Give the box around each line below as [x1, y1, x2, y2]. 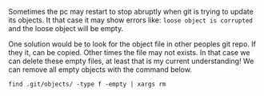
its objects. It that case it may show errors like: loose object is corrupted [8, 15, 254, 25]
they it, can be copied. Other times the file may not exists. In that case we [8, 48, 250, 57]
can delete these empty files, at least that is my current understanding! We [8, 56, 254, 66]
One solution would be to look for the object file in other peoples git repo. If [8, 39, 256, 49]
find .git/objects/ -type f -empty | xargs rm [8, 80, 166, 88]
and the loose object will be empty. [8, 24, 124, 33]
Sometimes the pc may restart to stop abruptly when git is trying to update [8, 7, 254, 16]
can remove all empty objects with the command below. [8, 65, 192, 74]
